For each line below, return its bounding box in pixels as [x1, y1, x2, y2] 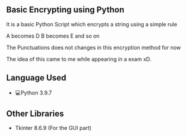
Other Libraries [6, 109, 64, 119]
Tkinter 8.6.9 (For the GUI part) [14, 124, 92, 132]
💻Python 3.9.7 [14, 89, 52, 96]
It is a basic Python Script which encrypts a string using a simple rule [6, 20, 177, 28]
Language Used [6, 73, 67, 83]
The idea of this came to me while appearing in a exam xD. [6, 55, 152, 62]
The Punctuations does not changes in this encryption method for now [6, 44, 182, 51]
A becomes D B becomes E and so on [6, 32, 100, 39]
